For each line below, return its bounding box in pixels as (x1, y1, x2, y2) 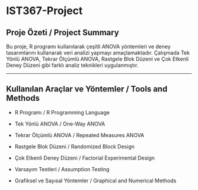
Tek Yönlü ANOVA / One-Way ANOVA (14, 120, 105, 127)
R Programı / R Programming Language (14, 108, 110, 116)
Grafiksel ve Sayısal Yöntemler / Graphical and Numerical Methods (14, 177, 177, 184)
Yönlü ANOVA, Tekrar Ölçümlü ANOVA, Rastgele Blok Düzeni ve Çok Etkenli (6, 56, 189, 62)
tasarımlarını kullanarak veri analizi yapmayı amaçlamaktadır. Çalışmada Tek (6, 49, 190, 56)
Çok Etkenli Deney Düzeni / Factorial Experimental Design (14, 154, 155, 161)
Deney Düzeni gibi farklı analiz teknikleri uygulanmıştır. (6, 62, 138, 69)
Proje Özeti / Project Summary (6, 28, 120, 38)
